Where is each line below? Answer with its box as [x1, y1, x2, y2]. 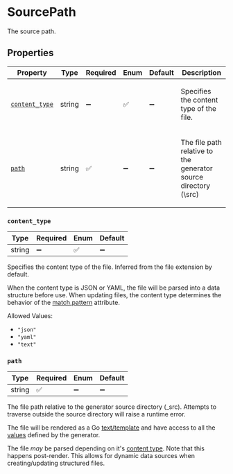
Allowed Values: [7, 312, 53, 320]
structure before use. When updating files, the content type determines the [7, 291, 222, 299]
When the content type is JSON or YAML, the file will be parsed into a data [7, 283, 221, 292]
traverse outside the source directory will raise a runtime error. [7, 410, 186, 419]
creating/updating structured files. [7, 459, 105, 468]
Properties [7, 47, 54, 59]
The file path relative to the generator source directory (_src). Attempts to [7, 403, 217, 411]
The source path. [7, 27, 57, 35]
